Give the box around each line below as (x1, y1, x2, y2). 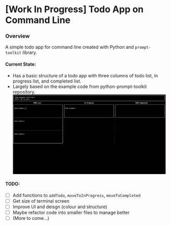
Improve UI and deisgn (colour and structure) (12, 204, 108, 210)
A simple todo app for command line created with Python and (5, 44, 134, 50)
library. (22, 49, 37, 55)
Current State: (5, 61, 37, 67)
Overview (5, 33, 30, 40)
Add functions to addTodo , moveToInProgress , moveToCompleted (12, 192, 141, 198)
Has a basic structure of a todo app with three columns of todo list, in (12, 72, 158, 78)
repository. (12, 89, 36, 95)
